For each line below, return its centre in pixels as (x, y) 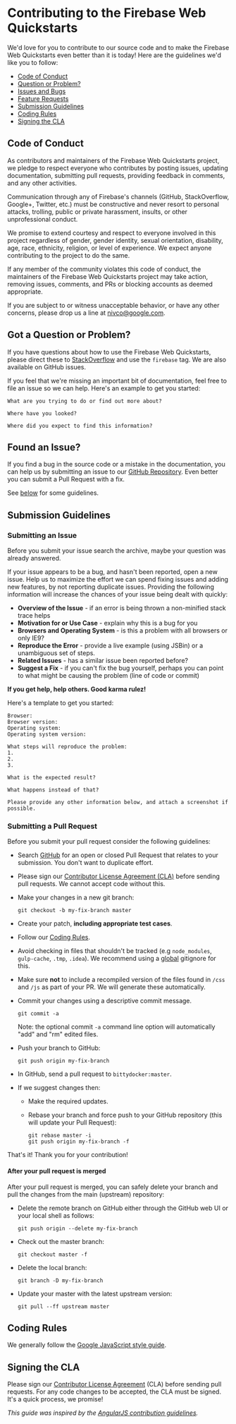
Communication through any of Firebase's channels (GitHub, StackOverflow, (118, 196)
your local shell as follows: (56, 1215)
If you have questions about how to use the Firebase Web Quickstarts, (109, 352)
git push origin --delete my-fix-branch (77, 1228)
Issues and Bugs (42, 91)
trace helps (34, 616)
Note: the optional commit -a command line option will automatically (116, 1027)
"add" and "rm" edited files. (58, 1034)
